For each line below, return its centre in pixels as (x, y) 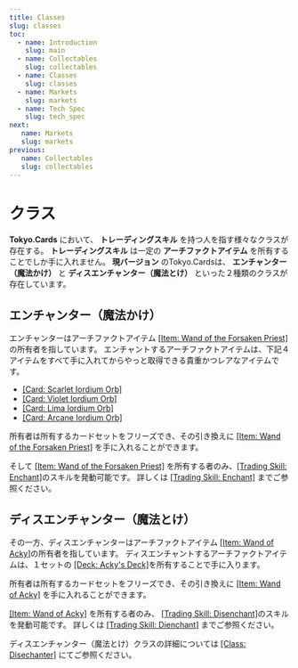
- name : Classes (47, 76)
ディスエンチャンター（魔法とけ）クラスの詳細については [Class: (128, 643)
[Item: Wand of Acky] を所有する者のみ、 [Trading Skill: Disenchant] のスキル (149, 613)
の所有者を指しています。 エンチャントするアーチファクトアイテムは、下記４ (149, 349)
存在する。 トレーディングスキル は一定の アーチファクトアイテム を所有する (149, 251)
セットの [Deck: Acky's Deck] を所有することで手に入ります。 (152, 564)
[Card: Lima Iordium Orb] (68, 408)
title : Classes (37, 17)
